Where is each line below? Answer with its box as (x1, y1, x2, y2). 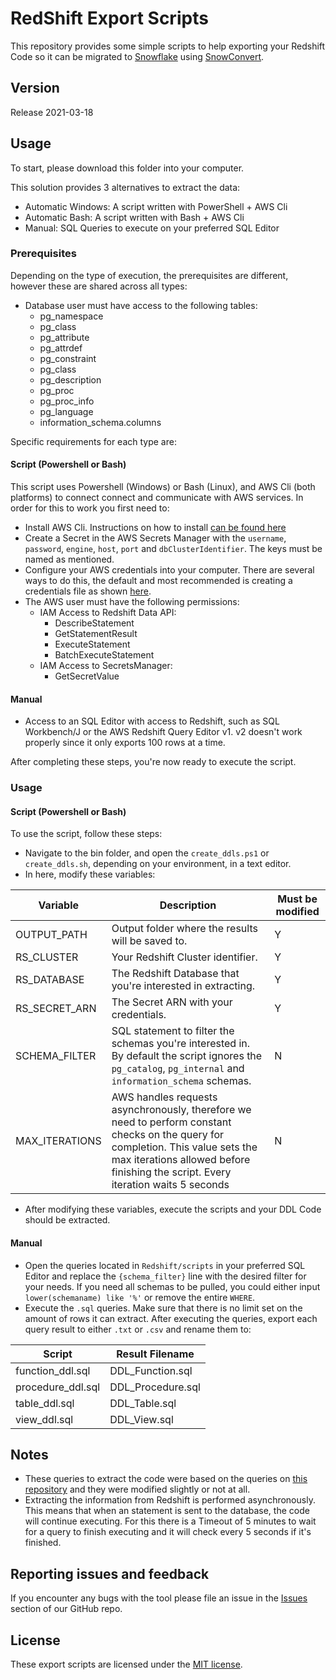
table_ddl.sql (15, 1396, 75, 1410)
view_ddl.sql (15, 1412, 74, 1426)
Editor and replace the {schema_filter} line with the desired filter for (24, 1270, 307, 1282)
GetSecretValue (54, 670, 120, 682)
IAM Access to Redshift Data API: (39, 607, 177, 619)
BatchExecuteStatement (54, 649, 155, 661)
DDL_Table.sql (109, 1396, 177, 1410)
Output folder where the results (111, 922, 258, 936)
